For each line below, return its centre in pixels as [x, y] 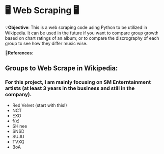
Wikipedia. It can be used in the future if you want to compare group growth [82, 33]
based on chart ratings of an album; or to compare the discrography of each [82, 38]
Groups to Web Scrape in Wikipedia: [61, 68]
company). [18, 95]
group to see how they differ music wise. [46, 43]
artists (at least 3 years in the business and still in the [70, 88]
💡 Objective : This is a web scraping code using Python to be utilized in [76, 27]
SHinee [20, 126]
